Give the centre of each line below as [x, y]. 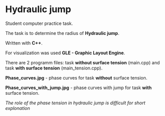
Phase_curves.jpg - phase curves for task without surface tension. [76, 78]
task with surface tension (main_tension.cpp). [54, 68]
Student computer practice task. [39, 23]
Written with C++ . [24, 43]
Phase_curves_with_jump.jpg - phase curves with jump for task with [78, 88]
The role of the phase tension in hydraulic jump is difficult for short [75, 103]
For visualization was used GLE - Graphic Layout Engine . [65, 53]
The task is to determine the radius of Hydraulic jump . [62, 33]
